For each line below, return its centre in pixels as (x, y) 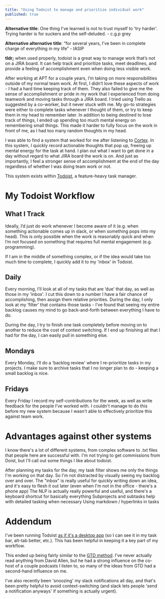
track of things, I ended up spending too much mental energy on (70, 120)
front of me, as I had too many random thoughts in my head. (66, 130)
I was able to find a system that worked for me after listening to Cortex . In (80, 140)
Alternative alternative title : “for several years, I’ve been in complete (75, 43)
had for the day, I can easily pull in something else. (57, 335)
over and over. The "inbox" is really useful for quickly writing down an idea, (81, 480)
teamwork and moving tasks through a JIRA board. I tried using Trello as (78, 99)
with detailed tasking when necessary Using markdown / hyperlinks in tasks (82, 501)
